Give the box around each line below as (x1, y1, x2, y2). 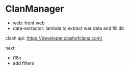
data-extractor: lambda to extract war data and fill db (12, 25, 124, 31)
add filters (12, 60, 35, 66)
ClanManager (5, 3, 64, 15)
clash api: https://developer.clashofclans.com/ (5, 35, 103, 41)
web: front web (12, 20, 45, 26)
